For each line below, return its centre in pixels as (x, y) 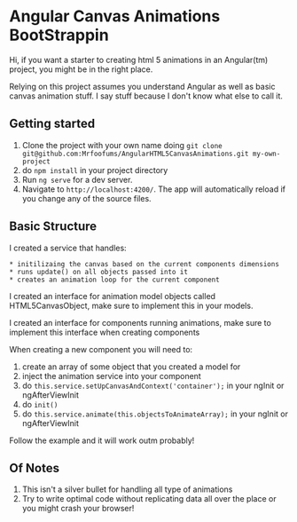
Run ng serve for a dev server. (77, 179)
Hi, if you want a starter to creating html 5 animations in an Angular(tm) (139, 59)
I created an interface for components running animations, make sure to (141, 322)
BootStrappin (59, 35)
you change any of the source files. (87, 198)
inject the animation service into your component (111, 376)
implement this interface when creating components (105, 332)
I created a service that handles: (68, 248)
